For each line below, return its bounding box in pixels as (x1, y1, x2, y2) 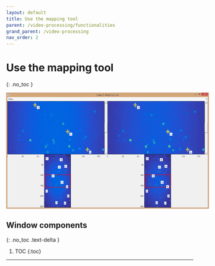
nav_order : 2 (6, 35, 39, 41)
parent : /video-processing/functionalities (6, 22, 116, 28)
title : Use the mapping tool (6, 15, 78, 22)
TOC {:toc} (14, 248, 42, 255)
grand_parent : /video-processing (6, 29, 89, 35)
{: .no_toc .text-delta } (6, 236, 60, 243)
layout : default (6, 10, 46, 15)
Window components (6, 220, 87, 230)
